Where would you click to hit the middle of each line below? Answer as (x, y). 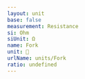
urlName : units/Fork (37, 58)
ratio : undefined (32, 65)
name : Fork (23, 45)
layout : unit (26, 13)
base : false (24, 20)
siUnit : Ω (21, 39)
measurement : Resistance (43, 26)
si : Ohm (18, 33)
